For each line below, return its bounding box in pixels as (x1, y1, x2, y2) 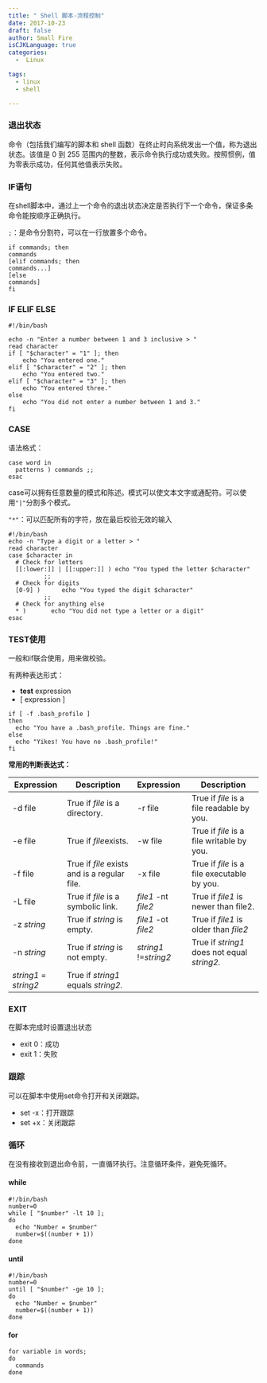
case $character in (8, 551, 73, 559)
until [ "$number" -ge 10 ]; (8, 1286, 105, 1294)
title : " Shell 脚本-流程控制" (8, 11, 105, 20)
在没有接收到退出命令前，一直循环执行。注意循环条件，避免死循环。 (8, 1159, 231, 1168)
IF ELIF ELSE (8, 304, 56, 315)
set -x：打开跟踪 (19, 1108, 74, 1117)
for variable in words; (8, 1348, 87, 1356)
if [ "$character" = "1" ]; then (8, 349, 119, 358)
